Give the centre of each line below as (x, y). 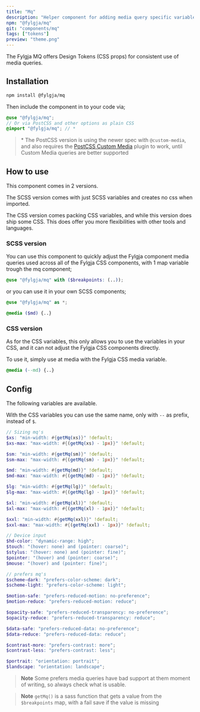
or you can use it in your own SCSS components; (66, 292)
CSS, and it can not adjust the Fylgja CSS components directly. (83, 348)
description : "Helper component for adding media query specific (89, 17)
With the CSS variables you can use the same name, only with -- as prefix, (98, 415)
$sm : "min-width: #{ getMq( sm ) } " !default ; (60, 454)
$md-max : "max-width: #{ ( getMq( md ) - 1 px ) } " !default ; (76, 476)
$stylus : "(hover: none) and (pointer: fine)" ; (66, 553)
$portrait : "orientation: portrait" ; (53, 661)
